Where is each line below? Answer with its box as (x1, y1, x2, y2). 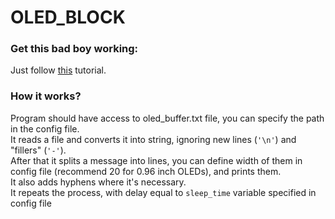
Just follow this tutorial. (10, 64, 107, 76)
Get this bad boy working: (10, 42, 139, 56)
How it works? (10, 89, 82, 103)
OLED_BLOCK (10, 6, 126, 29)
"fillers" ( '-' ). (10, 144, 67, 156)
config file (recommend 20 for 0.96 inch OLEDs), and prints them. (10, 165, 282, 177)
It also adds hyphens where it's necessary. (10, 176, 187, 188)
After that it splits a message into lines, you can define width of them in (10, 154, 303, 166)
